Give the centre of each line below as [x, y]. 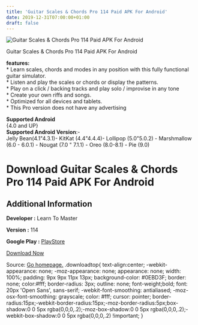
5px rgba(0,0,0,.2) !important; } [105, 316]
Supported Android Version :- [43, 132]
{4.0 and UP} [22, 126]
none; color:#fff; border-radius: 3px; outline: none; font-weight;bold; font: [97, 284]
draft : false [22, 23]
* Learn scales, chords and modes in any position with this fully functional [97, 70]
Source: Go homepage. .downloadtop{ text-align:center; [76, 265]
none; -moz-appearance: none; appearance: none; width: [110, 271]
